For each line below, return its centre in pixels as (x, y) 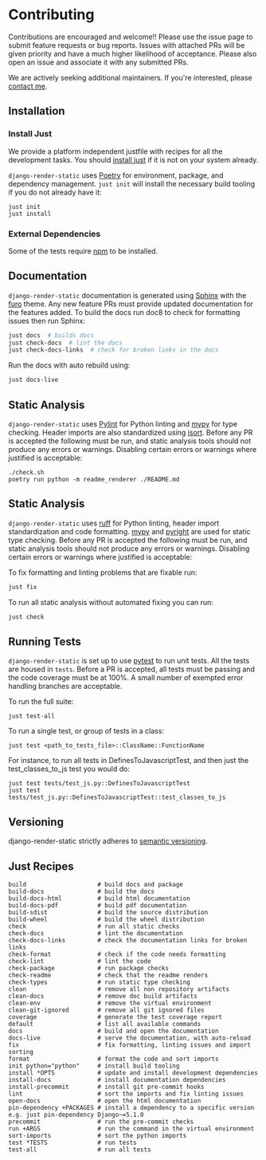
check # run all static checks (94, 926)
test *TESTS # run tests (72, 1143)
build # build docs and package (96, 885)
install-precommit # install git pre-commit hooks (106, 1087)
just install (30, 214)
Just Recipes (41, 866)
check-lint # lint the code (80, 961)
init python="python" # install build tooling (94, 1066)
